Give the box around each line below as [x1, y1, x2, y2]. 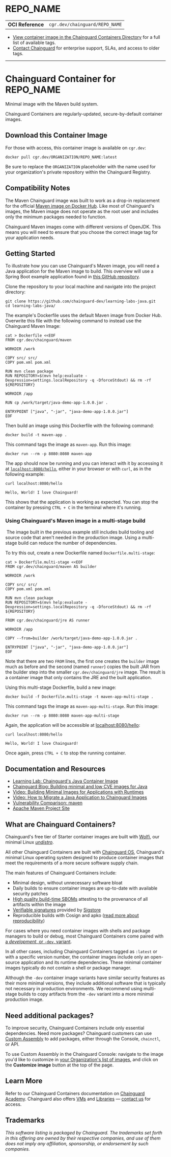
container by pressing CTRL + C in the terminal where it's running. [5, 504, 142, 510]
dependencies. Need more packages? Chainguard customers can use [5, 1030, 152, 1036]
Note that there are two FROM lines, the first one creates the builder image [5, 658, 159, 664]
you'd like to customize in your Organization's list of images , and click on [5, 1057, 158, 1063]
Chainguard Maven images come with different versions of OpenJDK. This [5, 224, 161, 230]
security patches [12, 891, 48, 897]
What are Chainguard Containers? [5, 820, 116, 829]
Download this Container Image [5, 131, 108, 140]
